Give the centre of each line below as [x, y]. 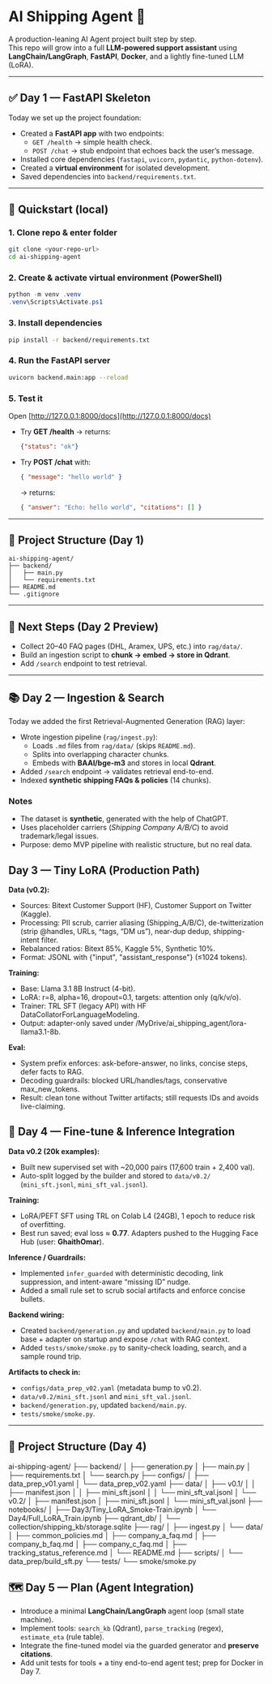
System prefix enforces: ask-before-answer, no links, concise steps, [134, 1063]
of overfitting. [43, 1224]
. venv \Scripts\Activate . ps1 [56, 302]
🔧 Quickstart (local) [59, 210]
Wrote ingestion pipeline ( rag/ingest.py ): [89, 737]
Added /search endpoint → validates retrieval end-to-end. [117, 771]
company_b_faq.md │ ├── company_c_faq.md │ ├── [98, 1544]
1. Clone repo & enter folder [63, 233]
